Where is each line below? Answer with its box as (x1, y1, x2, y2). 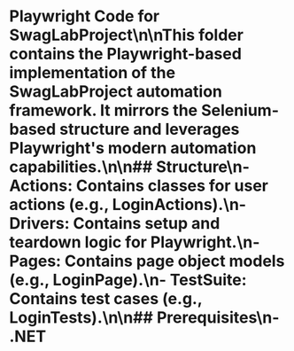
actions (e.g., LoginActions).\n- (9, 195, 246, 214)
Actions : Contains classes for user (9, 175, 268, 196)
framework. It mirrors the (9, 100, 198, 121)
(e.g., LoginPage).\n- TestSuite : (9, 270, 247, 290)
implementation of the (9, 63, 175, 83)
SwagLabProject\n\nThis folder (9, 25, 244, 45)
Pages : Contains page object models (9, 251, 285, 271)
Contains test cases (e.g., (9, 289, 203, 309)
